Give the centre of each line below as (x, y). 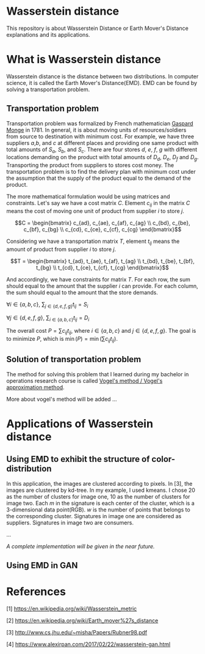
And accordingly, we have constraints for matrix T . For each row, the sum (99, 279)
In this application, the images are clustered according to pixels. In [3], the (99, 483)
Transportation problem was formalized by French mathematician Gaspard (100, 123)
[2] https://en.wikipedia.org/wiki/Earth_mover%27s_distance (82, 621)
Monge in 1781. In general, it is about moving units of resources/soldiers (96, 130)
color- (164, 459)
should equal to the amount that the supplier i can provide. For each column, (102, 286)
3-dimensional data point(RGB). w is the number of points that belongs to (98, 510)
